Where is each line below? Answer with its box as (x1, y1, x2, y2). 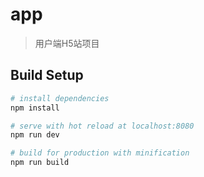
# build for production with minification (10, 148, 190, 158)
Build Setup (10, 67, 84, 84)
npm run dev (10, 130, 60, 140)
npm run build (10, 158, 70, 168)
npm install (10, 103, 60, 113)
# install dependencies (10, 93, 110, 103)
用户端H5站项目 (34, 37, 100, 49)
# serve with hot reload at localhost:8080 (10, 121, 195, 131)
